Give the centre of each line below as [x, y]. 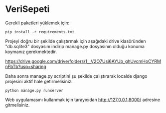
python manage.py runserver [34, 90]
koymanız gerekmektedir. [31, 52]
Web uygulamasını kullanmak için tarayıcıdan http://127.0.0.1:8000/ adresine [83, 100]
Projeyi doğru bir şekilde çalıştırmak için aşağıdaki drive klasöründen [76, 41]
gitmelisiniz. [17, 105]
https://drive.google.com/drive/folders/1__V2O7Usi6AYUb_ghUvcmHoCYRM [83, 61]
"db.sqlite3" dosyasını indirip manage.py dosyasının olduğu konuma [75, 46]
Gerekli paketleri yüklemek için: [37, 23]
